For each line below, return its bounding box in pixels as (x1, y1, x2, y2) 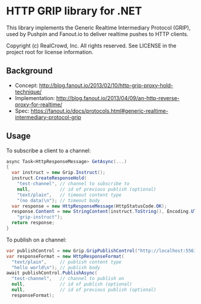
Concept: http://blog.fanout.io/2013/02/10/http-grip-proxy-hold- (14, 82, 173, 89)
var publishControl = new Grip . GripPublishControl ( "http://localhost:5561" (6, 248, 199, 254)
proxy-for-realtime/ (14, 101, 63, 108)
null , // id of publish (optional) (11, 281, 133, 287)
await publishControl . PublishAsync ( (6, 270, 98, 276)
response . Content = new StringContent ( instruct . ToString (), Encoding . (11, 209, 191, 215)
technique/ (14, 88, 42, 95)
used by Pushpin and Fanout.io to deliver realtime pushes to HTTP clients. (6, 30, 188, 37)
